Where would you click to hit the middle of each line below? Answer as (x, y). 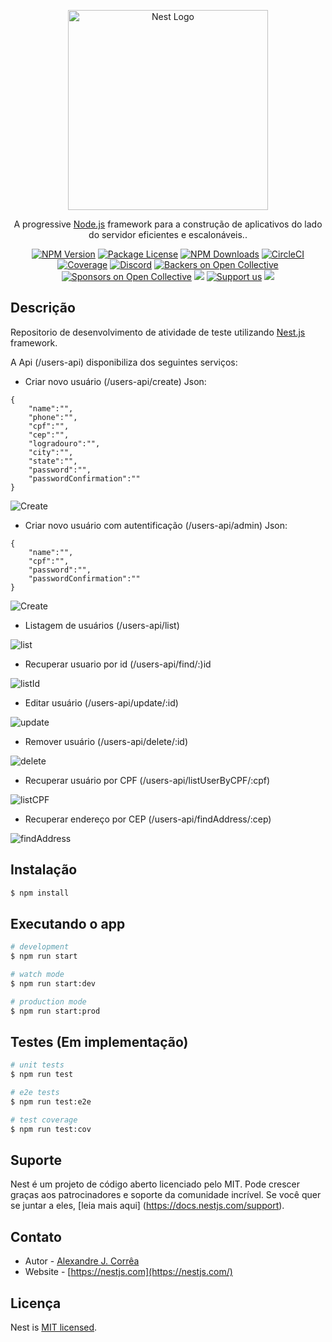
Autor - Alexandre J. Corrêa (82, 1261)
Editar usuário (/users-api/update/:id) (101, 702)
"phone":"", (53, 417)
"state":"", (53, 461)
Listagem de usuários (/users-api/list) (102, 625)
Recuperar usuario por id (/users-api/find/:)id (118, 664)
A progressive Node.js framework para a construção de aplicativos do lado (168, 224)
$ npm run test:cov (51, 1129)
